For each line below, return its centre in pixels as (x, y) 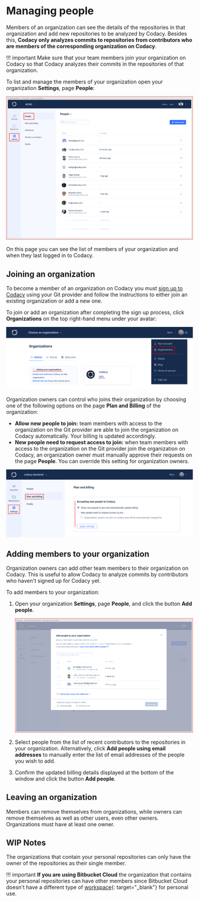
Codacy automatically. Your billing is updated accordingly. (85, 436)
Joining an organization (51, 274)
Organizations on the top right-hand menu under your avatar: (81, 319)
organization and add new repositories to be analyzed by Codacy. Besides (97, 33)
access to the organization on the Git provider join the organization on (100, 449)
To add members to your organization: (53, 592)
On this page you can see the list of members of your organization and (92, 249)
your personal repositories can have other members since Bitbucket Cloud (97, 881)
